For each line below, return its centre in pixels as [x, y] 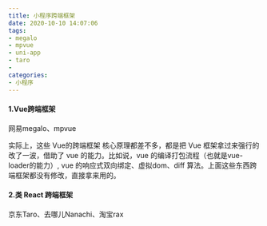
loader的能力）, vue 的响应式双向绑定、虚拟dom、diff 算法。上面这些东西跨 [133, 165]
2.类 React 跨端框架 [41, 195]
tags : [17, 30]
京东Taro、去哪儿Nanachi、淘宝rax [66, 214]
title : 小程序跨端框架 [42, 16]
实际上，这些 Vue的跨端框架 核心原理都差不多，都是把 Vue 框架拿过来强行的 [134, 145]
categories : [28, 75]
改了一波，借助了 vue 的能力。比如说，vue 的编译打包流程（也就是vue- [126, 155]
